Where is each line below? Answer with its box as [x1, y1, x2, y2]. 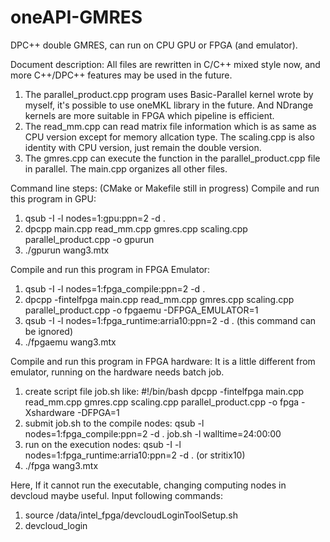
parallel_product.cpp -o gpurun [24, 233, 155, 245]
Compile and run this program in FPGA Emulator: [10, 263, 211, 275]
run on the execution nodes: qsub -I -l [24, 438, 182, 450]
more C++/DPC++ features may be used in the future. [10, 69, 233, 81]
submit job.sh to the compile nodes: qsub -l [24, 417, 205, 429]
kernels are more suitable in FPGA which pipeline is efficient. [24, 109, 275, 121]
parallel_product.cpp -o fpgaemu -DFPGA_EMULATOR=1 [24, 304, 259, 316]
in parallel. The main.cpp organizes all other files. [24, 162, 228, 175]
